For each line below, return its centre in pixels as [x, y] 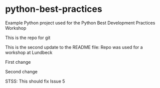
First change [18, 62]
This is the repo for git [28, 38]
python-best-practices [54, 9]
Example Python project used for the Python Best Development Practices [80, 23]
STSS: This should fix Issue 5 [35, 81]
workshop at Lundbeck [29, 52]
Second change [21, 71]
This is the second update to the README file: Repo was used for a [74, 47]
